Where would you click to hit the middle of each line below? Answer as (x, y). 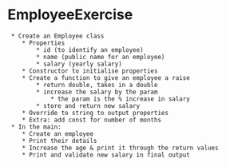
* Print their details (59, 141)
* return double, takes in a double (97, 85)
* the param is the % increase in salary (120, 99)
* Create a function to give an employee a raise (106, 78)
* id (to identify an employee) (90, 50)
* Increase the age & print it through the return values (120, 148)
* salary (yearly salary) (79, 64)
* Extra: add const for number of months (91, 120)
